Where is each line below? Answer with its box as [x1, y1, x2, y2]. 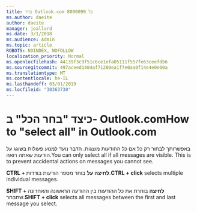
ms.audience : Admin [6, 36, 55, 42]
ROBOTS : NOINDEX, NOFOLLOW [6, 48, 74, 54]
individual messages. [6, 175, 59, 182]
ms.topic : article [6, 42, 52, 48]
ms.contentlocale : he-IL [6, 75, 68, 81]
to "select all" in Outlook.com [6, 125, 157, 139]
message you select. [6, 200, 58, 207]
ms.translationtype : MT [6, 70, 66, 76]
